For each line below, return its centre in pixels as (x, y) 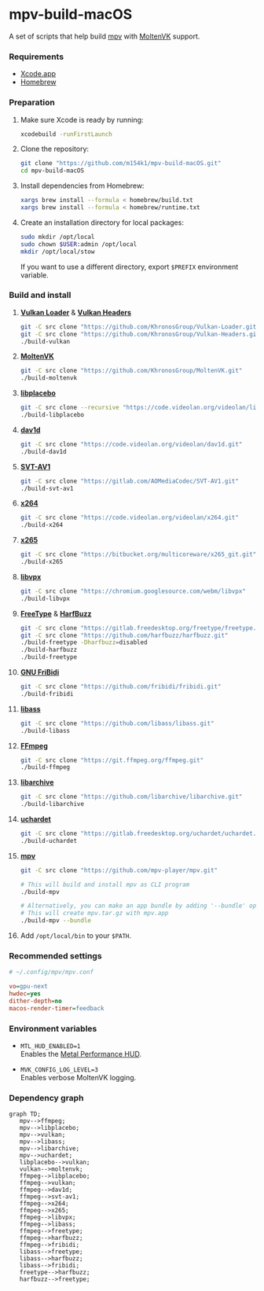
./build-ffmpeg (45, 767)
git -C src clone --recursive (70, 408)
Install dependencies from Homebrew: (82, 186)
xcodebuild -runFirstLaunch (66, 134)
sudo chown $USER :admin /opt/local (79, 244)
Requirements (37, 57)
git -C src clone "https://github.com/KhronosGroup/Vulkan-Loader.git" (140, 327)
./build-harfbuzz (49, 650)
